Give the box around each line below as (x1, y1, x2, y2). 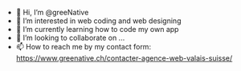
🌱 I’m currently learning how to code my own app (15, 25, 179, 34)
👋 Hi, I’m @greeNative (15, 8, 89, 17)
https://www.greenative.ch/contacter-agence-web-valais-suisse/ (15, 53, 233, 63)
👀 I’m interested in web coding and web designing (15, 16, 182, 26)
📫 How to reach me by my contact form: (15, 42, 151, 51)
